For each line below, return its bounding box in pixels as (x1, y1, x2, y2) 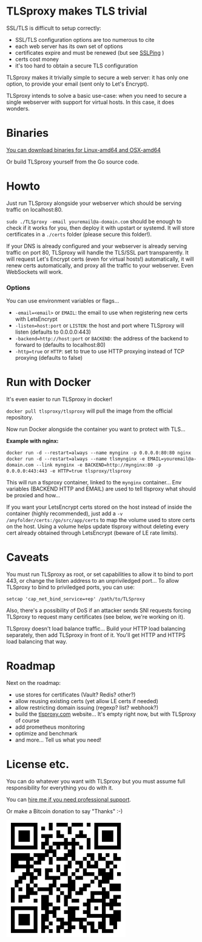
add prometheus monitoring (15, 723, 85, 731)
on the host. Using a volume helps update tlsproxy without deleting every (6, 523, 189, 530)
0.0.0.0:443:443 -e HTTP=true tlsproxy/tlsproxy (6, 468, 132, 475)
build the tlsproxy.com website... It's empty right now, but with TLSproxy (15, 710, 196, 718)
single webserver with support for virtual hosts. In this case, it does (6, 98, 175, 106)
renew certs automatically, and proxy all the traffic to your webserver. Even (6, 261, 194, 269)
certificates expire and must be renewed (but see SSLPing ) (15, 49, 164, 56)
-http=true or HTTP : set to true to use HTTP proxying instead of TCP (15, 348, 185, 355)
